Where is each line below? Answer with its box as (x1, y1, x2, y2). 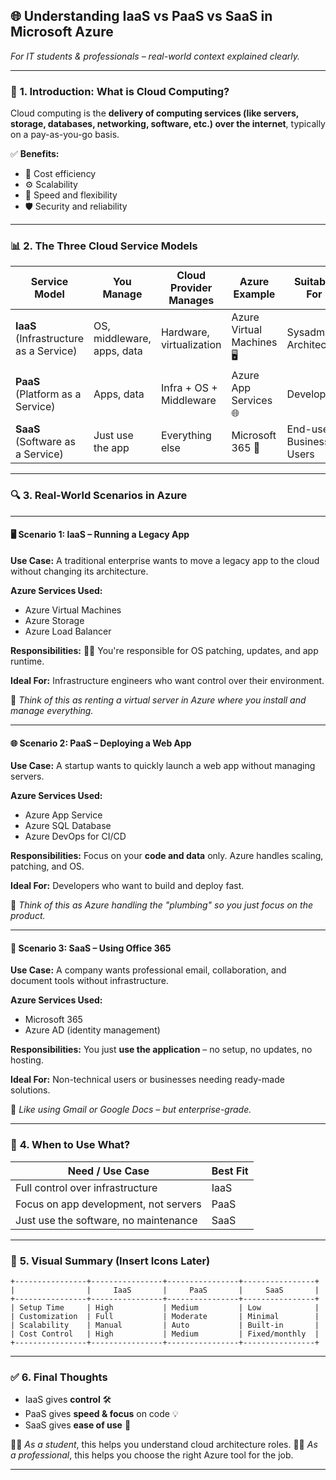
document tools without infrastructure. (10, 975, 169, 987)
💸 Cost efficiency (24, 168, 97, 180)
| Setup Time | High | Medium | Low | (10, 1302, 320, 1313)
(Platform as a (15, 387, 82, 401)
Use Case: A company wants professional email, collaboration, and (10, 964, 287, 976)
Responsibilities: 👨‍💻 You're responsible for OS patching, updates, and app (10, 644, 319, 656)
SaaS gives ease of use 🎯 (24, 1419, 132, 1431)
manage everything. (10, 704, 94, 716)
